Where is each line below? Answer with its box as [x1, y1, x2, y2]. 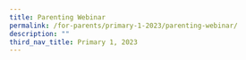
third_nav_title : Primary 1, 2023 [9, 37, 139, 47]
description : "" [9, 29, 70, 38]
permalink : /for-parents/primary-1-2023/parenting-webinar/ [9, 21, 239, 30]
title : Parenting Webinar [9, 12, 106, 22]
